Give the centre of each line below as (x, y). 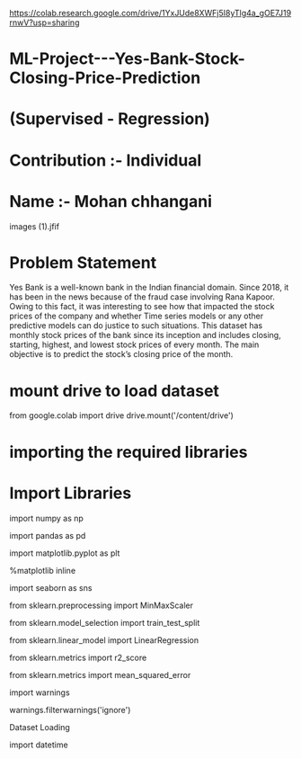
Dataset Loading (40, 727)
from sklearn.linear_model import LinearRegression (104, 640)
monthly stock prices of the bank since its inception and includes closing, (145, 335)
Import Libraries (71, 493)
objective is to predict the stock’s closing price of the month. (121, 354)
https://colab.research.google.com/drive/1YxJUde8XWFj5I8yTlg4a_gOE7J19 (150, 13)
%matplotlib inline (43, 570)
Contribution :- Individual (106, 160)
